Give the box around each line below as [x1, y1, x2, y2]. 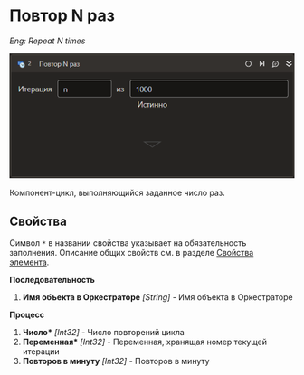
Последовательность [9, 275, 95, 286]
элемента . [9, 257, 50, 267]
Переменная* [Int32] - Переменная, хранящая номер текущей [22, 336, 267, 348]
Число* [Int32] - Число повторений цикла [22, 327, 185, 338]
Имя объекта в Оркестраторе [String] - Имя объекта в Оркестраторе [22, 292, 293, 303]
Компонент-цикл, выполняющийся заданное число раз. [9, 187, 226, 199]
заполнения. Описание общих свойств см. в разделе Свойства [9, 248, 254, 258]
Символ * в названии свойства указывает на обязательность [9, 238, 247, 248]
